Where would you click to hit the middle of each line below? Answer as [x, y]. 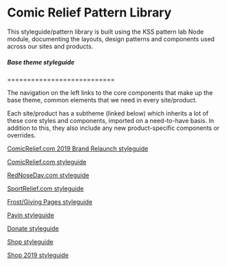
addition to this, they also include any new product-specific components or [113, 128]
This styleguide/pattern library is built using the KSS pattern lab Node [106, 32]
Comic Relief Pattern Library [89, 13]
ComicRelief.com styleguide [47, 162]
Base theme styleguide [41, 62]
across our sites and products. [50, 46]
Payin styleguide [31, 215]
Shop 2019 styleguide [38, 255]
